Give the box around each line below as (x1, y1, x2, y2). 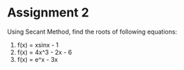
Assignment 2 (7, 5, 89, 21)
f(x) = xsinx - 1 (17, 40, 59, 49)
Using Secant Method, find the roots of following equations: (7, 27, 178, 36)
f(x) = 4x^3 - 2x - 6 (17, 48, 73, 56)
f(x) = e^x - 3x (17, 55, 58, 63)
